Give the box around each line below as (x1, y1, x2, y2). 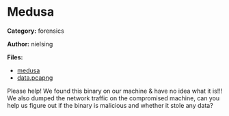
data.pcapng (16, 73, 53, 82)
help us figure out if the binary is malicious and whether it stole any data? (7, 101, 213, 109)
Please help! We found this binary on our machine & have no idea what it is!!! (7, 87, 223, 95)
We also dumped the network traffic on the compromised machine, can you (7, 93, 220, 102)
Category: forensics (7, 27, 65, 35)
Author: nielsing (7, 40, 53, 48)
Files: (7, 53, 23, 61)
